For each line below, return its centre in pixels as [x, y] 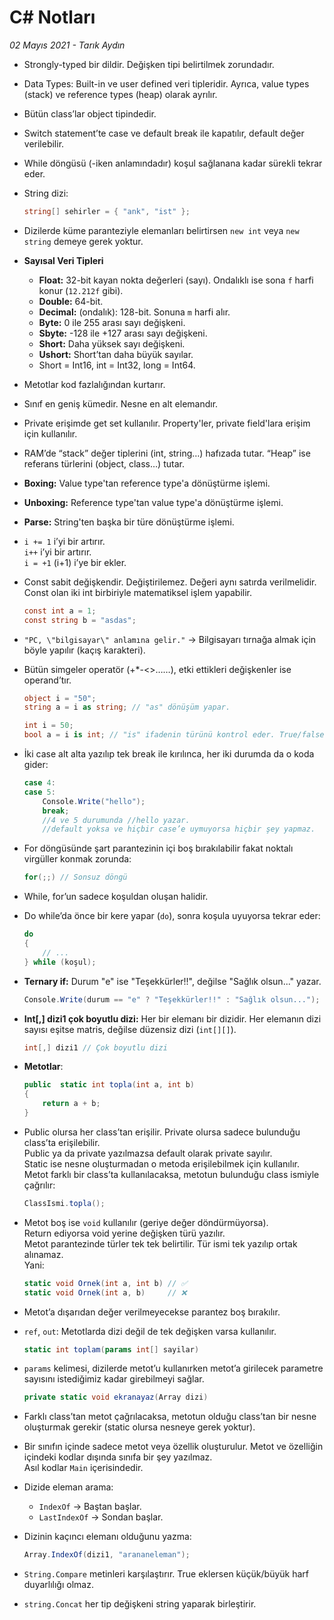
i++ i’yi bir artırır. [57, 552]
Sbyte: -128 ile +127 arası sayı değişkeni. [123, 333]
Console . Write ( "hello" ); [94, 801]
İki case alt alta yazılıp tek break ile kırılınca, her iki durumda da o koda [169, 754]
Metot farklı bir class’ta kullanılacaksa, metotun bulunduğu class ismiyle [171, 1174]
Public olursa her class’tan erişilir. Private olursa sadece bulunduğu [162, 1132]
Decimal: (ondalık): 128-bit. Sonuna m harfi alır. [134, 312]
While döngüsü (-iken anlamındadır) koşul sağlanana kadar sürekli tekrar [173, 163]
